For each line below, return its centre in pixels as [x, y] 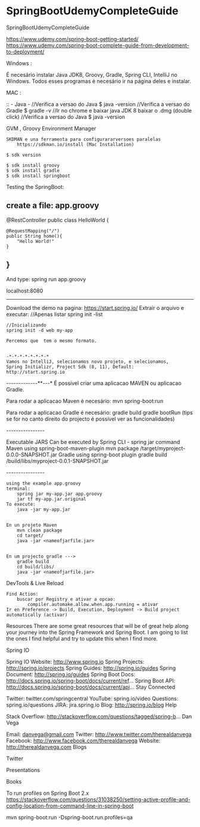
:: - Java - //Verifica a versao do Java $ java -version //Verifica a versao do [98, 104]
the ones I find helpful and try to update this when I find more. [82, 638]
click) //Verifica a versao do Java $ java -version [66, 117]
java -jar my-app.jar [43, 509]
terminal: [18, 489]
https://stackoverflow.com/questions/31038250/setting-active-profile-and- [98, 799]
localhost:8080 [25, 291]
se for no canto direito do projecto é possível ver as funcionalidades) [90, 419]
